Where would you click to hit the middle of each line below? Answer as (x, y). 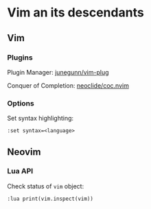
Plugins (20, 58)
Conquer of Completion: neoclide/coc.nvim (68, 85)
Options (21, 103)
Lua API (20, 171)
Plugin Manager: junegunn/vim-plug (58, 72)
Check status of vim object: (46, 186)
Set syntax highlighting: (40, 119)
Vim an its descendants (75, 13)
